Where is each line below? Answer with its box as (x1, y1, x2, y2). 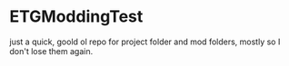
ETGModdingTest (9, 6, 144, 27)
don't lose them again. (9, 45, 94, 56)
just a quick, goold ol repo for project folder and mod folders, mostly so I (9, 36, 281, 47)
